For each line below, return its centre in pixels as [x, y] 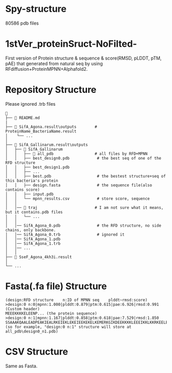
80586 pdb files [22, 23]
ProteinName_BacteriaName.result [41, 131]
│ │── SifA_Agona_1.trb [33, 243]
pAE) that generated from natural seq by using [54, 63]
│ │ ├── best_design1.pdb [38, 167]
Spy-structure [36, 9]
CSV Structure [37, 351]
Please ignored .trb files [30, 104]
